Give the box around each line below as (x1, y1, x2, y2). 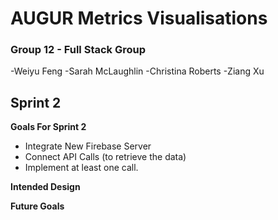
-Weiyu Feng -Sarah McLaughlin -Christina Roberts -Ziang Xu (10, 65, 265, 77)
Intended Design (10, 181, 81, 193)
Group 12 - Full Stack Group (10, 43, 147, 57)
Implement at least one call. (24, 162, 139, 174)
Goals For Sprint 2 (10, 121, 87, 133)
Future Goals (10, 200, 65, 212)
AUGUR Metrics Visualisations (10, 7, 268, 30)
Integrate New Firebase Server (24, 140, 152, 152)
